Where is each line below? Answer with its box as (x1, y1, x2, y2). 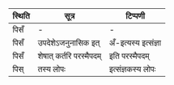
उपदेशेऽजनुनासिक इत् (37, 37, 100, 48)
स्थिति (12, 11, 30, 21)
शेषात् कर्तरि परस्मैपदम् (37, 50, 102, 62)
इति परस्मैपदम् (108, 50, 150, 62)
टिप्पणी (125, 11, 146, 21)
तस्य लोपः (37, 64, 66, 74)
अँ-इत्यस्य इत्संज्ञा (108, 37, 162, 48)
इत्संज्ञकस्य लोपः (108, 64, 156, 74)
